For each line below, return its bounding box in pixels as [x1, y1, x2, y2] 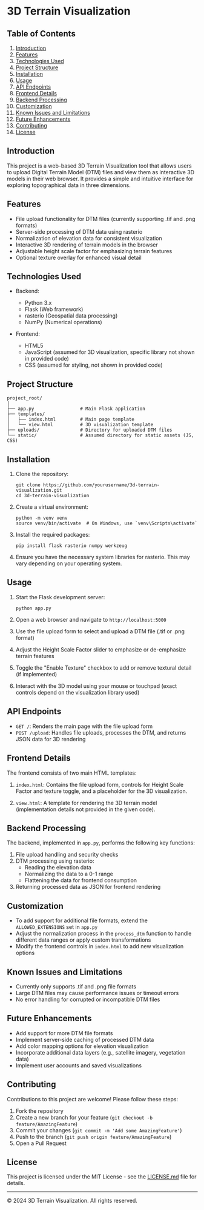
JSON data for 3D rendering [15, 735, 86, 743]
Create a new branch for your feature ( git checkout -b [15, 1113, 153, 1121]
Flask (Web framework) [24, 305, 84, 313]
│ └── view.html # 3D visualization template [7, 422, 154, 428]
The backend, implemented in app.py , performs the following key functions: [7, 839, 196, 846]
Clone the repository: [15, 471, 69, 478]
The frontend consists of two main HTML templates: [7, 769, 137, 777]
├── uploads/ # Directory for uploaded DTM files [7, 427, 173, 433]
